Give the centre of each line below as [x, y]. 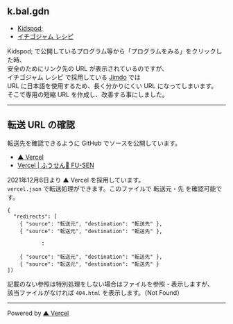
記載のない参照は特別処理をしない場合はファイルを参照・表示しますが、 [110, 284]
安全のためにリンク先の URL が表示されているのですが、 [88, 68]
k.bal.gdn [28, 11]
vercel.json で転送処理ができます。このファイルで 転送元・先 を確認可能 [112, 188]
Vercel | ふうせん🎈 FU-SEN [56, 165]
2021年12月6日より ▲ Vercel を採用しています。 [76, 180]
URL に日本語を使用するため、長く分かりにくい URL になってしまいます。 [112, 85]
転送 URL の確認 [41, 125]
